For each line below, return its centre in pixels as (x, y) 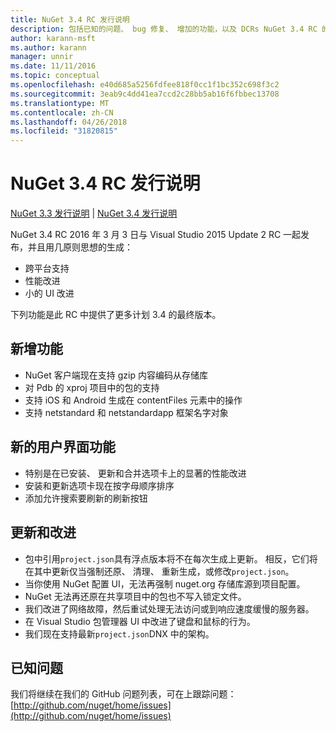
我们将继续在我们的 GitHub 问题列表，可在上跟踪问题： (123, 694)
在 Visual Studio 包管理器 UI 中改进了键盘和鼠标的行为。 (140, 621)
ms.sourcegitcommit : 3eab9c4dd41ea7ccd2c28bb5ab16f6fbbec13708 (145, 94)
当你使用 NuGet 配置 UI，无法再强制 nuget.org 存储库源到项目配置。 (165, 583)
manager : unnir (42, 57)
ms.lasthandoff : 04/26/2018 (69, 122)
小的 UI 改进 (49, 293)
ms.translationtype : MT (60, 103)
